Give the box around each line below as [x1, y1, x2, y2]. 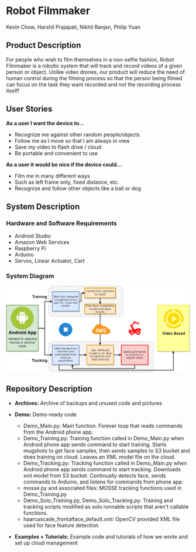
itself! [6, 87, 19, 94]
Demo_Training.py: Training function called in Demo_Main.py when [23, 434, 184, 441]
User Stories [6, 104, 53, 114]
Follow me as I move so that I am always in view [14, 137, 130, 144]
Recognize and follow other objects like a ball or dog [14, 184, 142, 191]
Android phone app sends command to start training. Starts [23, 441, 167, 448]
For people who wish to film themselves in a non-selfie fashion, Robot [6, 56, 174, 63]
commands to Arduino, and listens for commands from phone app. [23, 478, 184, 485]
